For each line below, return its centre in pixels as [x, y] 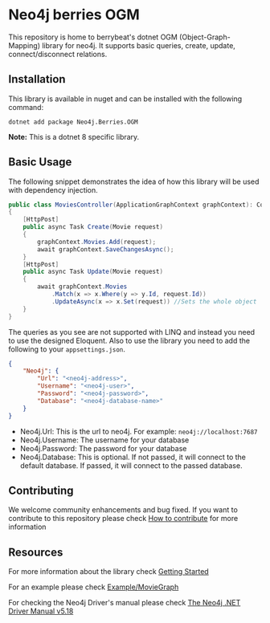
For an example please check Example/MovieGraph [94, 587]
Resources [36, 552]
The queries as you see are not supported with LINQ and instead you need [132, 332]
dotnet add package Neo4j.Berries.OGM [73, 122]
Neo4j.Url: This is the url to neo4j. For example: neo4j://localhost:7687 [139, 431]
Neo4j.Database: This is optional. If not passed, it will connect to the [133, 457]
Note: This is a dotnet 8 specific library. [74, 136]
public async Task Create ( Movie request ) [93, 227]
